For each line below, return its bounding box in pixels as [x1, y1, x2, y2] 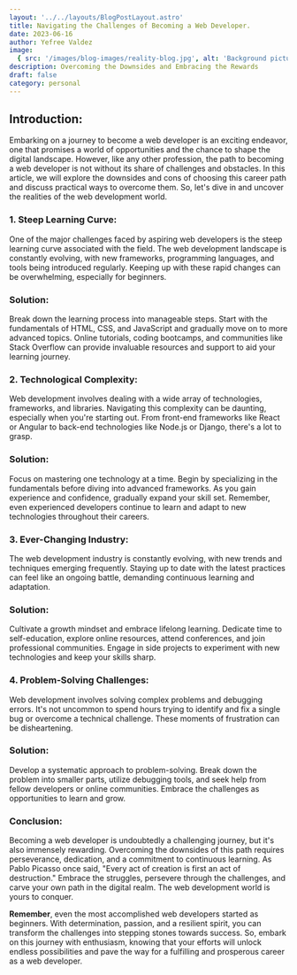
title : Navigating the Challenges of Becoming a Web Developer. [9, 21, 251, 30]
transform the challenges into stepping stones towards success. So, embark [9, 927, 287, 939]
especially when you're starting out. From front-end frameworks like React [9, 413, 280, 423]
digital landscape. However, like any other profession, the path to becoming [9, 154, 285, 165]
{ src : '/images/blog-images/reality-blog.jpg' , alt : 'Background [17, 54, 267, 63]
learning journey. [9, 352, 71, 362]
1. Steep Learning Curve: [9, 213, 118, 226]
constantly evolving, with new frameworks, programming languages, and [9, 252, 275, 263]
